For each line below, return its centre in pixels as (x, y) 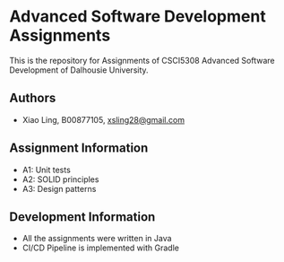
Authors (33, 98)
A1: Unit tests (47, 170)
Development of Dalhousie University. (79, 70)
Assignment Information (79, 148)
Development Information (82, 217)
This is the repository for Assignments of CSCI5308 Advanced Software (142, 60)
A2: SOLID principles (60, 179)
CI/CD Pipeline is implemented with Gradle (100, 248)
